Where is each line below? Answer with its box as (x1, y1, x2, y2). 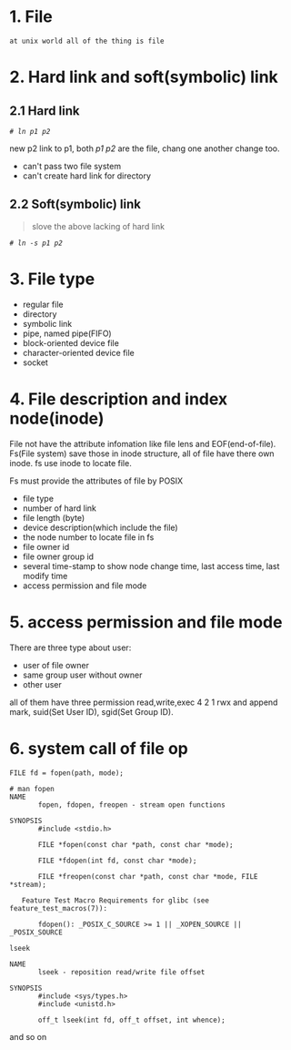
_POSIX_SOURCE (9, 927, 64, 937)
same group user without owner (22, 669, 143, 680)
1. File (9, 6, 53, 27)
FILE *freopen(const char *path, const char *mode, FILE (37, 872, 258, 881)
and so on (9, 1031, 47, 1042)
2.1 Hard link (9, 103, 80, 118)
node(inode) (9, 408, 105, 429)
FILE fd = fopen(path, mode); (9, 768, 125, 778)
